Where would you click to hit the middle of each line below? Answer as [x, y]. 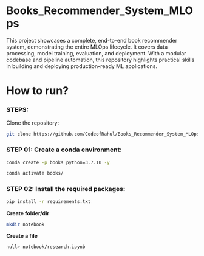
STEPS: [18, 110]
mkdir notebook [25, 224]
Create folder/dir [28, 213]
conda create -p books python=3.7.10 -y [58, 162]
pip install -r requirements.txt [49, 201]
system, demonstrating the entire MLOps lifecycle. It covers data [87, 47]
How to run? [37, 91]
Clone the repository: [33, 123]
